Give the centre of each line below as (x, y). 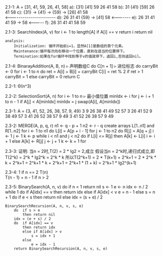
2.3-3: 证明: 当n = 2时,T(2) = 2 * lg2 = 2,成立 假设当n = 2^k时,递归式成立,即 (80, 151)
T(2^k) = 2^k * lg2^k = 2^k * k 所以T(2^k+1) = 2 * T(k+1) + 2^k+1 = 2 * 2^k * (81, 157)
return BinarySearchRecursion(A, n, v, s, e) (61, 249)
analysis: (15, 41)
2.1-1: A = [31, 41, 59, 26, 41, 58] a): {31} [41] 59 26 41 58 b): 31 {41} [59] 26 (80, 7)
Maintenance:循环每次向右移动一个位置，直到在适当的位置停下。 (70, 51)
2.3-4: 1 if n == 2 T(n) (27, 172)
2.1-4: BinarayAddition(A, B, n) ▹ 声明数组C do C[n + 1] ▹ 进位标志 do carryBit (81, 66)
